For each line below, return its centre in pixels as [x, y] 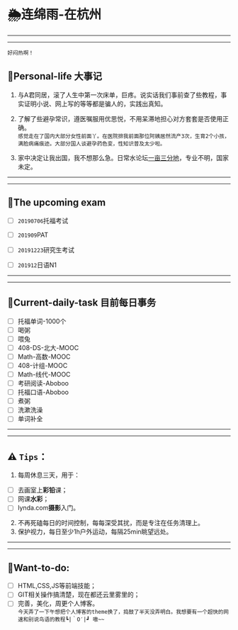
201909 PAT [33, 235]
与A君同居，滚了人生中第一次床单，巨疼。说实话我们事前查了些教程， [119, 95]
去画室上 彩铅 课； [42, 490]
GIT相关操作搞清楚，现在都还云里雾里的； [79, 595]
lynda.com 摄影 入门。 [49, 508]
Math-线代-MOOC [44, 374]
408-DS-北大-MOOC [48, 347]
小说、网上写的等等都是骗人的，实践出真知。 [102, 103]
